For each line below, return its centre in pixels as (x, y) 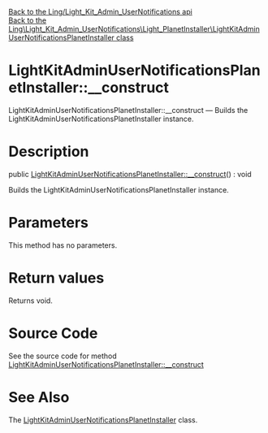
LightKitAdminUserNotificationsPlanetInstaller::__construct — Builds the (128, 110)
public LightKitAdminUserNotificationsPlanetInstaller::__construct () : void (130, 174)
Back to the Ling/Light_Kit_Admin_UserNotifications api (100, 12)
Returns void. (30, 301)
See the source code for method (63, 356)
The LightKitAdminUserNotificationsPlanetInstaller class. (103, 420)
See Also (39, 397)
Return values (56, 278)
